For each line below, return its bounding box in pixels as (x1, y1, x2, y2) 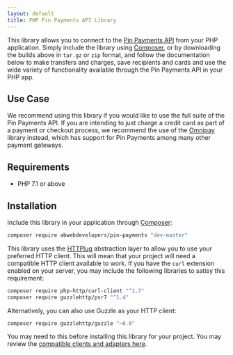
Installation (7, 200, 57, 212)
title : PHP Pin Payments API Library (7, 17, 117, 24)
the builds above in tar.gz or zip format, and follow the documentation (7, 50, 210, 59)
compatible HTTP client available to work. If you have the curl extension (7, 259, 215, 267)
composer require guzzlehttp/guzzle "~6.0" (7, 319, 136, 327)
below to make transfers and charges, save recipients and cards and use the (7, 58, 227, 66)
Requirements (7, 161, 70, 173)
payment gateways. (7, 141, 64, 150)
